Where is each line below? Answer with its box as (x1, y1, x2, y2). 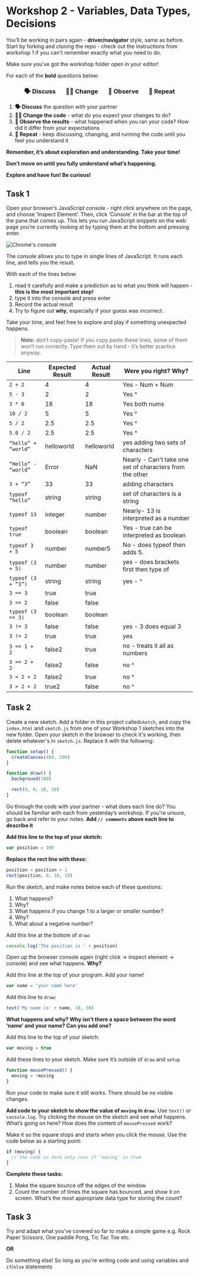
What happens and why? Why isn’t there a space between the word (6, 1016, 176, 1023)
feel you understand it (14, 137, 69, 144)
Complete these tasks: (6, 1171, 63, 1178)
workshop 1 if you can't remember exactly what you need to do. (6, 49, 162, 56)
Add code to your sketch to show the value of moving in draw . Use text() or (6, 1107, 191, 1114)
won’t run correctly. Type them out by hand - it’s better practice (20, 343, 176, 350)
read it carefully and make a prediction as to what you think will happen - (14, 282, 193, 289)
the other (122, 470, 148, 479)
